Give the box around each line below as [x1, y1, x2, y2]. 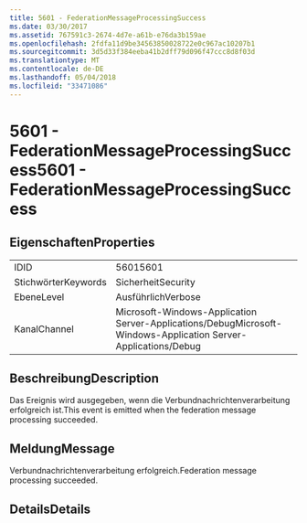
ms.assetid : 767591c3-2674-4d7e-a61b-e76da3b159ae [9, 30, 206, 39]
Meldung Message [9, 441, 115, 456]
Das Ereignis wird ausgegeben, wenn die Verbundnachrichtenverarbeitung [9, 395, 291, 406]
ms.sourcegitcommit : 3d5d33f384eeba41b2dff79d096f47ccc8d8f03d [9, 48, 256, 57]
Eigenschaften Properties [9, 235, 155, 251]
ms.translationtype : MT [9, 56, 101, 65]
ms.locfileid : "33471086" [9, 81, 108, 91]
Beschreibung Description [9, 371, 160, 387]
